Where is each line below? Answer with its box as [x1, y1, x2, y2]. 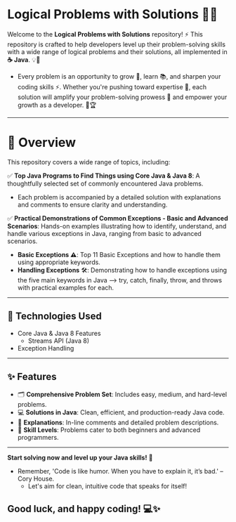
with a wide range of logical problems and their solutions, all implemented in [7, 47, 228, 56]
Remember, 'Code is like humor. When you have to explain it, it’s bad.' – [17, 466, 223, 475]
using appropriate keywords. [17, 258, 100, 266]
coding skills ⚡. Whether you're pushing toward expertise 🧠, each [17, 82, 207, 91]
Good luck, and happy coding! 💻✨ [7, 502, 161, 515]
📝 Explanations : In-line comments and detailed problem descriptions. [17, 418, 219, 426]
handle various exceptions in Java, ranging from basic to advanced [7, 229, 202, 237]
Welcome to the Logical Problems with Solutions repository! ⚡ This [7, 30, 204, 38]
